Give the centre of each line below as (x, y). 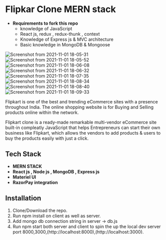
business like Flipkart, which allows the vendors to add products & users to (83, 133)
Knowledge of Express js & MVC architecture (67, 39)
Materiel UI (24, 177)
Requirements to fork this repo (45, 23)
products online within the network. (42, 112)
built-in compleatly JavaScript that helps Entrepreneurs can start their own (83, 128)
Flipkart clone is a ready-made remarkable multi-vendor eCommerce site (81, 122)
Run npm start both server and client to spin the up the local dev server (87, 226)
